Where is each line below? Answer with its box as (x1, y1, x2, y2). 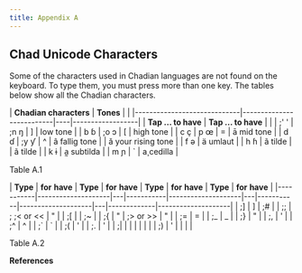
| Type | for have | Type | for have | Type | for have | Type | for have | (9, 182, 273, 193)
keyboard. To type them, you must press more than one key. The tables (9, 80, 275, 91)
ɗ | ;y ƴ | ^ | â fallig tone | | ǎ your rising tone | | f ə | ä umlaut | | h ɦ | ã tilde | (9, 136, 292, 147)
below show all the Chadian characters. (9, 89, 156, 100)
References (9, 255, 54, 267)
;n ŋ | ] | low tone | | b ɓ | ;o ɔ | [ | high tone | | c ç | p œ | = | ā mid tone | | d (9, 127, 289, 137)
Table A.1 (9, 165, 43, 175)
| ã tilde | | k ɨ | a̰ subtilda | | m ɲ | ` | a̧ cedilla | (9, 146, 178, 157)
